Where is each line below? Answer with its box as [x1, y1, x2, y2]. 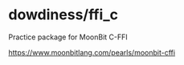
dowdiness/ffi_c [8, 6, 119, 24]
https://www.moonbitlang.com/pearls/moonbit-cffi [8, 47, 175, 57]
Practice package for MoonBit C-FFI [8, 32, 129, 42]
